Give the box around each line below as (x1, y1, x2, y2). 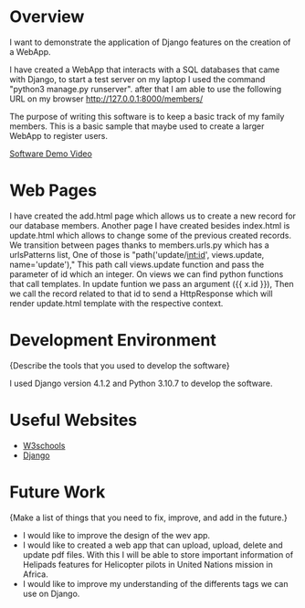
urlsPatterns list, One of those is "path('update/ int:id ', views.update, (9, 249, 265, 260)
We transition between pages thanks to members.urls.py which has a (9, 240, 269, 251)
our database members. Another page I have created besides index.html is (9, 219, 290, 230)
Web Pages (9, 180, 98, 201)
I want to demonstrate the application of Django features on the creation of (9, 37, 291, 48)
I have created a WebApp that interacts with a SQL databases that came (9, 64, 280, 75)
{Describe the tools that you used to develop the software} (9, 359, 230, 371)
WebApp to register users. (9, 130, 108, 141)
